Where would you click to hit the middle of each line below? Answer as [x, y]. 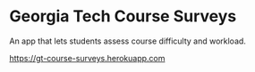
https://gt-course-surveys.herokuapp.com [87, 58]
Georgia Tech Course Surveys [123, 16]
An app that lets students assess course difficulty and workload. [127, 41]
